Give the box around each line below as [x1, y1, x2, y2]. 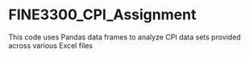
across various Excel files [8, 40, 93, 50]
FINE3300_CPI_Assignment [8, 6, 197, 24]
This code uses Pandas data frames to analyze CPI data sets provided [8, 32, 242, 42]
